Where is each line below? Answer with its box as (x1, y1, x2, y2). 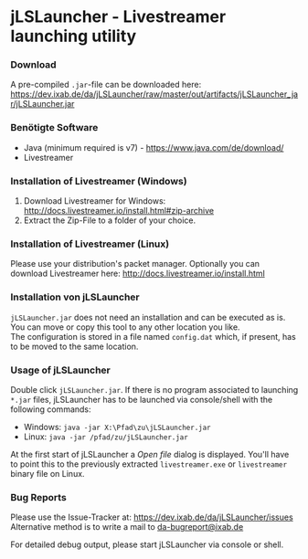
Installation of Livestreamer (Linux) (10, 237, 170, 250)
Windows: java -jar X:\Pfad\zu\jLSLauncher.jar (23, 421, 211, 432)
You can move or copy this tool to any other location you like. (10, 322, 240, 332)
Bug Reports (10, 490, 67, 503)
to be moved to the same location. (10, 341, 139, 352)
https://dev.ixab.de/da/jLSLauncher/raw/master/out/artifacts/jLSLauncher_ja (10, 89, 299, 100)
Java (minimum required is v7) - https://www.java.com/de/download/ (23, 142, 284, 153)
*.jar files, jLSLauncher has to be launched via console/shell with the (10, 394, 273, 405)
